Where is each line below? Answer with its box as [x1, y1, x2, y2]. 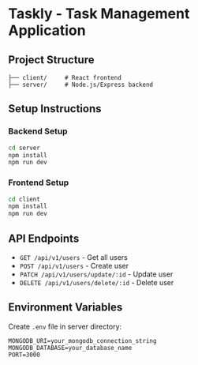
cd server [8, 144, 41, 152]
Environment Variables [8, 301, 123, 314]
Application [8, 21, 86, 40]
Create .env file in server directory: [8, 322, 122, 331]
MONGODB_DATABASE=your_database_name [8, 344, 133, 352]
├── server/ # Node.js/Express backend [8, 81, 154, 88]
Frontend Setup [8, 177, 69, 188]
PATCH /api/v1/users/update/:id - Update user [19, 269, 174, 279]
